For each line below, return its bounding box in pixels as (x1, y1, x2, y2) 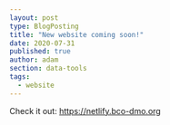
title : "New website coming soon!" (9, 30, 145, 39)
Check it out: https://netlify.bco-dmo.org (9, 105, 161, 116)
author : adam (9, 55, 59, 64)
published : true (9, 47, 71, 56)
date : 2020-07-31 (9, 38, 75, 48)
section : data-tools (9, 64, 88, 73)
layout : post (9, 13, 59, 23)
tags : (9, 72, 30, 82)
